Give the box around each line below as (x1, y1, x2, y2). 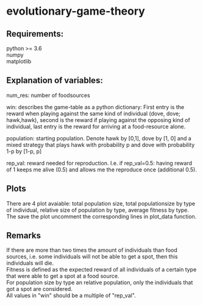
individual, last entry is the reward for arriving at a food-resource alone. (6, 123, 186, 130)
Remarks (6, 231, 41, 241)
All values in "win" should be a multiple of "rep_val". (6, 292, 136, 300)
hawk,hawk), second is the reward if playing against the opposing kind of (6, 116, 190, 123)
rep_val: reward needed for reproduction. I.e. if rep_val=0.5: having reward (6, 159, 193, 167)
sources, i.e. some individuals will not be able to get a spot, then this (6, 253, 178, 260)
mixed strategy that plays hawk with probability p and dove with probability (6, 141, 195, 148)
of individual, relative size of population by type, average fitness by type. (6, 206, 189, 213)
